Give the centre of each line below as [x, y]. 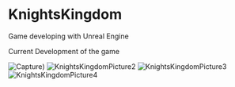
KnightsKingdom [65, 14]
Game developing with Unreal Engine [68, 36]
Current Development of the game [64, 51]
